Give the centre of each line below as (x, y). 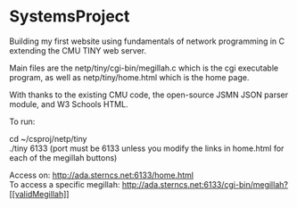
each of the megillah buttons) (63, 157)
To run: (22, 121)
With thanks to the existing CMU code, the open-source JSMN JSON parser (149, 95)
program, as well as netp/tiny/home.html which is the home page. (129, 77)
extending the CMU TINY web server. (78, 50)
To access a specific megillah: (65, 184)
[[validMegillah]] (39, 194)
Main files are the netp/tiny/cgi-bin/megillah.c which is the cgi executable (144, 68)
